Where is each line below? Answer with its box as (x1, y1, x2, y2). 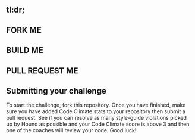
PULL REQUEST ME (6, 66, 78, 76)
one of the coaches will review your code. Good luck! (6, 127, 137, 134)
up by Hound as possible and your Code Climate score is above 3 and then (6, 120, 190, 127)
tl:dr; (6, 5, 25, 15)
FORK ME (6, 25, 42, 35)
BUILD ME (6, 45, 43, 55)
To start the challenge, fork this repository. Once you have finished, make (6, 101, 186, 109)
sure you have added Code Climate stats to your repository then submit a (6, 108, 185, 115)
